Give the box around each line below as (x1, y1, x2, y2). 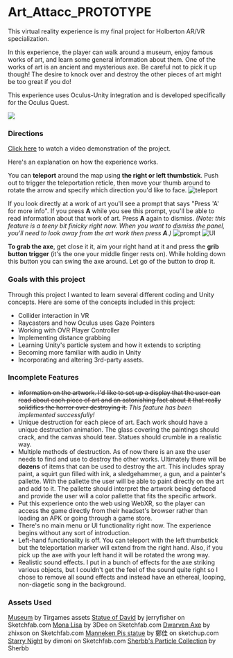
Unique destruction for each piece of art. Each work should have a (17, 418, 208, 426)
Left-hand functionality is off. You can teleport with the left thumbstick (17, 536, 218, 544)
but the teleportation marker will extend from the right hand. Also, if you (17, 543, 223, 552)
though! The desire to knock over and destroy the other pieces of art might (8, 70, 222, 78)
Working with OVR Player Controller (17, 326, 120, 334)
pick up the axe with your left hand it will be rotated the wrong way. (17, 550, 210, 559)
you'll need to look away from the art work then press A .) (8, 229, 172, 237)
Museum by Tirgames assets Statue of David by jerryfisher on (8, 614, 185, 622)
